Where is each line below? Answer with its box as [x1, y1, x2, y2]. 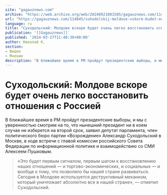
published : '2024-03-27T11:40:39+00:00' [5, 35, 90, 40]
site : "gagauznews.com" [5, 7, 55, 12]
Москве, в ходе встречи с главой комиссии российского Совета [5, 138, 143, 144]
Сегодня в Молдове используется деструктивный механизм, [17, 174, 148, 180]
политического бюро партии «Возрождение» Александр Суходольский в [5, 132, 162, 139]
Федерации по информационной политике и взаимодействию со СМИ [5, 143, 155, 149]
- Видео [5, 49, 21, 54]
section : [5, 44, 23, 49]
